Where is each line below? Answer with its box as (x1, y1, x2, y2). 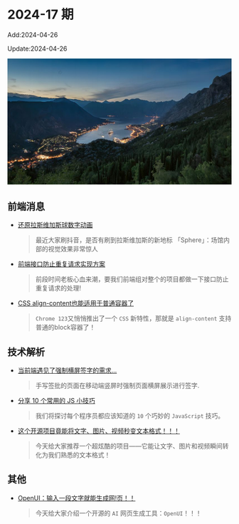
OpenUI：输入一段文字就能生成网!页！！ (17, 493, 136, 502)
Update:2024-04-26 (7, 44, 68, 53)
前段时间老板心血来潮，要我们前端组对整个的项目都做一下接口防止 (35, 275, 229, 283)
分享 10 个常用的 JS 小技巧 (17, 397, 96, 405)
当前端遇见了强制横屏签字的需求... (17, 366, 117, 374)
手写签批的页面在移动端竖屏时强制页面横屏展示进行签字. (35, 382, 200, 390)
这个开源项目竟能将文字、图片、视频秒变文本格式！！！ (17, 426, 180, 435)
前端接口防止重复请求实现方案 (17, 260, 105, 268)
